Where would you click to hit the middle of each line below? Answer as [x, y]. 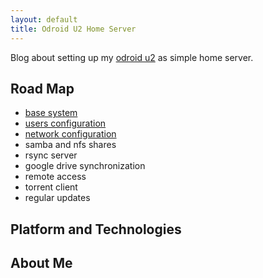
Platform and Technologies [96, 229]
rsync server [51, 155]
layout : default [44, 19]
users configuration [65, 123]
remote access [55, 177]
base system [51, 113]
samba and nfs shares [70, 145]
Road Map [42, 88]
